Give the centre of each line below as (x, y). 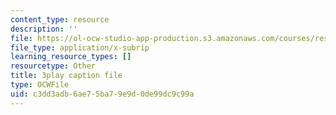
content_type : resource (60, 19)
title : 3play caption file (66, 76)
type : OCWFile (40, 85)
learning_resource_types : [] (71, 57)
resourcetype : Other (53, 66)
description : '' (44, 29)
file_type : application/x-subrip (80, 47)
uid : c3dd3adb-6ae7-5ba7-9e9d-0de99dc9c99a (102, 94)
